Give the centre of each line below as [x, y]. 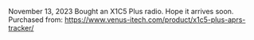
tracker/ [21, 28]
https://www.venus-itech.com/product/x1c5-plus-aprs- [155, 20]
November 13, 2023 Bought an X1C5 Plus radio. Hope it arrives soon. [121, 11]
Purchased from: [36, 20]
